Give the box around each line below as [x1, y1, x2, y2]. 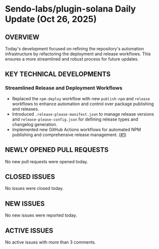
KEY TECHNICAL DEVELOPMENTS [5, 70, 111, 78]
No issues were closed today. [5, 186, 64, 191]
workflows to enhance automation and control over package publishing [12, 101, 154, 107]
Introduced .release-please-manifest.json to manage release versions [12, 111, 154, 117]
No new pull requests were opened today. [5, 158, 88, 164]
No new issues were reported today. [5, 212, 77, 218]
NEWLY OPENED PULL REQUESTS [5, 146, 109, 154]
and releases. [12, 106, 40, 112]
